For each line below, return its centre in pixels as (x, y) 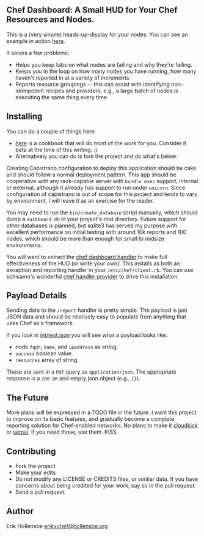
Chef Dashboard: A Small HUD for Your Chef (92, 10)
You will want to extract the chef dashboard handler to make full (87, 257)
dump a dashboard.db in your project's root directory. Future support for (96, 219)
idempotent (30, 91)
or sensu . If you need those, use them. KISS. (62, 432)
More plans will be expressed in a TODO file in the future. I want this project (101, 412)
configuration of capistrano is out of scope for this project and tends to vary (102, 194)
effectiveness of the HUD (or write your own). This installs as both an (93, 263)
